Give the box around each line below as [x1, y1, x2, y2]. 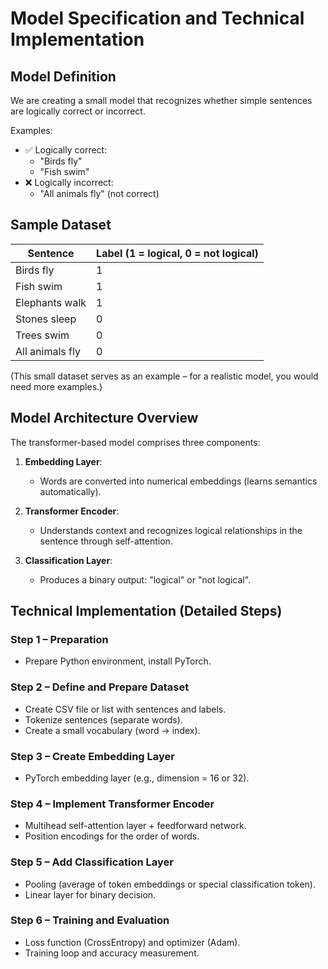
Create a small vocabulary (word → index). [24, 724, 201, 736]
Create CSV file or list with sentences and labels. [24, 703, 227, 715]
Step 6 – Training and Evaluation [10, 913, 170, 927]
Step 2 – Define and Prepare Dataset [10, 680, 190, 694]
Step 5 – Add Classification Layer [10, 855, 175, 869]
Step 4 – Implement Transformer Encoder [10, 797, 215, 811]
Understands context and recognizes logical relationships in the [39, 524, 303, 536]
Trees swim [15, 328, 70, 342]
